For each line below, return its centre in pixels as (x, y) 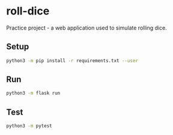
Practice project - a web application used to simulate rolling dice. (86, 28)
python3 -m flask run (33, 93)
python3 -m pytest (29, 126)
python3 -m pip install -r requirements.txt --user (72, 61)
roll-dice (28, 11)
